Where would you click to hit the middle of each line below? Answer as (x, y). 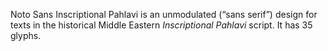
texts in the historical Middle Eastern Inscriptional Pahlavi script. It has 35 (161, 25)
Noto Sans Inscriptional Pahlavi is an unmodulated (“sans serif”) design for (164, 14)
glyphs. (26, 35)
